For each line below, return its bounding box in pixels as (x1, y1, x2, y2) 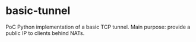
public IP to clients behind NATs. (5, 29, 85, 36)
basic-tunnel (5, 4, 71, 17)
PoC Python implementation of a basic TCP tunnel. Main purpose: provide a (5, 23, 191, 30)
